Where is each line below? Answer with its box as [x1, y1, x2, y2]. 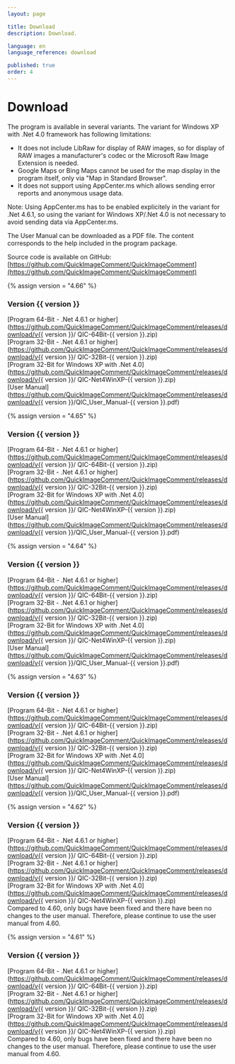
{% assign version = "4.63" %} [7, 672, 97, 681]
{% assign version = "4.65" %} [7, 412, 97, 420]
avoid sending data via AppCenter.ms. [7, 217, 119, 226]
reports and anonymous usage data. [17, 188, 124, 197]
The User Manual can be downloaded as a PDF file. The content [7, 231, 195, 239]
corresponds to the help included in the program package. [7, 239, 178, 247]
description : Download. [7, 30, 78, 37]
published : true [7, 62, 55, 69]
